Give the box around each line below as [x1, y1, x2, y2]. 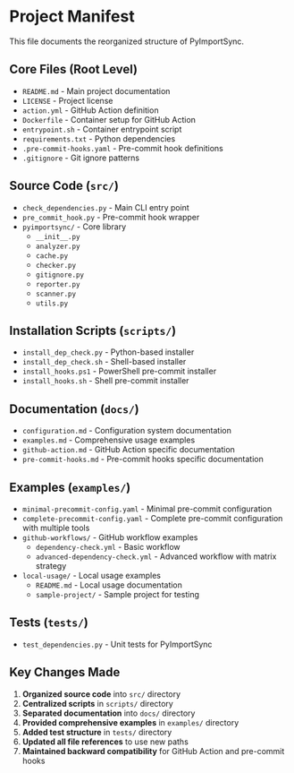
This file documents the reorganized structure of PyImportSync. [9, 36, 244, 47]
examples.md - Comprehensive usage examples [21, 434, 196, 445]
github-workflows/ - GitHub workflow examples [21, 532, 198, 543]
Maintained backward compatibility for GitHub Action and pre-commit [21, 745, 285, 756]
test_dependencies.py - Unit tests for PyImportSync [21, 639, 213, 649]
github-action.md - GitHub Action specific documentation [21, 444, 235, 455]
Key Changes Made [9, 665, 121, 680]
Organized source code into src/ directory [21, 688, 181, 700]
